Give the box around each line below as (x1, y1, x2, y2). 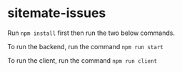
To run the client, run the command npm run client (7, 56, 158, 65)
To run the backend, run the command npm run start (7, 42, 164, 51)
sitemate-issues (7, 5, 106, 21)
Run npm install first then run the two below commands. (7, 29, 175, 37)
